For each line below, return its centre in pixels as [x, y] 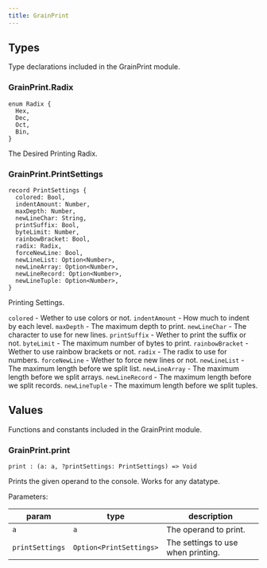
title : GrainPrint [39, 15]
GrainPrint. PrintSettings [56, 174]
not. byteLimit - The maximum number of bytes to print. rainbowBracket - [128, 343]
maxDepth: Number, [46, 211]
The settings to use [202, 543]
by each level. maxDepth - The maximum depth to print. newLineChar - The [128, 327]
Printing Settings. [37, 303]
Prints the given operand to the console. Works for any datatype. [114, 481]
